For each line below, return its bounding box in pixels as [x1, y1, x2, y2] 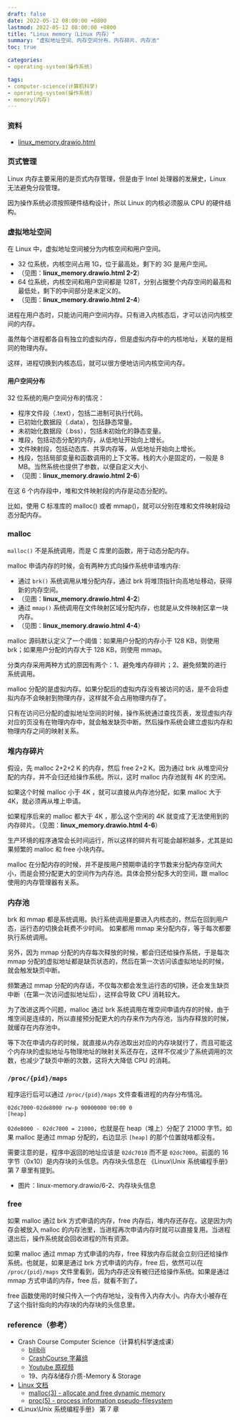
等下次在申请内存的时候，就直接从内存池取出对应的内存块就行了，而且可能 [7, 1039, 226, 1047]
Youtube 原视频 [28, 1363, 74, 1371]
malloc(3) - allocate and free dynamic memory [28, 1389, 166, 1397]
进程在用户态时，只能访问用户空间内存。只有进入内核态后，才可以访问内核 [7, 311, 226, 319]
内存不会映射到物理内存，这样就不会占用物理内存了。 [13, 694, 170, 702]
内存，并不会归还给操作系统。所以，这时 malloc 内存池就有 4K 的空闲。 [19, 772, 230, 781]
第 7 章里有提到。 [7, 1166, 59, 1174]
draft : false [7, 10, 46, 18]
